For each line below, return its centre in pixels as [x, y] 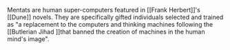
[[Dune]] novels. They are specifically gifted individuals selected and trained [115, 17]
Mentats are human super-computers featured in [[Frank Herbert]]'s [104, 10]
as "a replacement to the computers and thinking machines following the [110, 24]
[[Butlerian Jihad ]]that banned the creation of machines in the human [106, 32]
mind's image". [28, 39]
